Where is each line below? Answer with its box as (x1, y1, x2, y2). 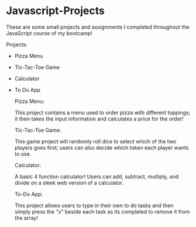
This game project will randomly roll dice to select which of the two (14, 137, 177, 145)
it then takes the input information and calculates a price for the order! (14, 115, 184, 122)
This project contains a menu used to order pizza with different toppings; (14, 109, 191, 116)
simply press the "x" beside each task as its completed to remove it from (14, 208, 190, 215)
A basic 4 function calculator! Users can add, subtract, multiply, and (14, 173, 179, 180)
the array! (14, 214, 38, 221)
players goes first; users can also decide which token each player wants (14, 144, 189, 151)
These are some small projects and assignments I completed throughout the (6, 23, 190, 30)
